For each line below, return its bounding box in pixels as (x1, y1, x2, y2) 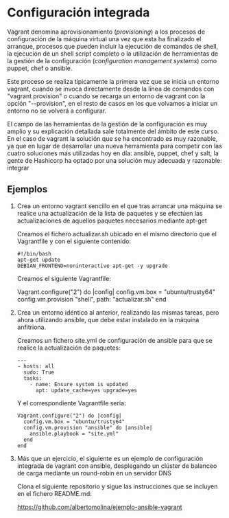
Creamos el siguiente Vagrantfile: (16, 274, 111, 282)
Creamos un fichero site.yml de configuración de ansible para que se (16, 336, 213, 344)
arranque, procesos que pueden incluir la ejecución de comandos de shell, (7, 42, 219, 50)
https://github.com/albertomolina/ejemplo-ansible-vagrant (16, 503, 183, 511)
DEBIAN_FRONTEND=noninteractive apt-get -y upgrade (16, 262, 168, 269)
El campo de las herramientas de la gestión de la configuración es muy (7, 120, 208, 128)
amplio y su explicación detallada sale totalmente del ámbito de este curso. (7, 127, 219, 135)
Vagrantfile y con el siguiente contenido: (16, 237, 132, 245)
